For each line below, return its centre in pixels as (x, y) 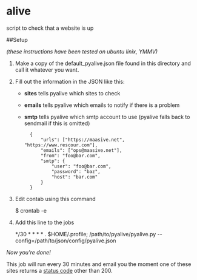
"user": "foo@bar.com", (81, 166)
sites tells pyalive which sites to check (72, 93)
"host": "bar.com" (75, 177)
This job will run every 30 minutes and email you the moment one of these (99, 264)
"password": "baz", (76, 171)
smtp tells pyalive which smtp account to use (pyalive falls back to (107, 117)
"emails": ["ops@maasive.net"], (81, 150)
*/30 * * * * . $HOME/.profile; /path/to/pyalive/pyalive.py (85, 234)
